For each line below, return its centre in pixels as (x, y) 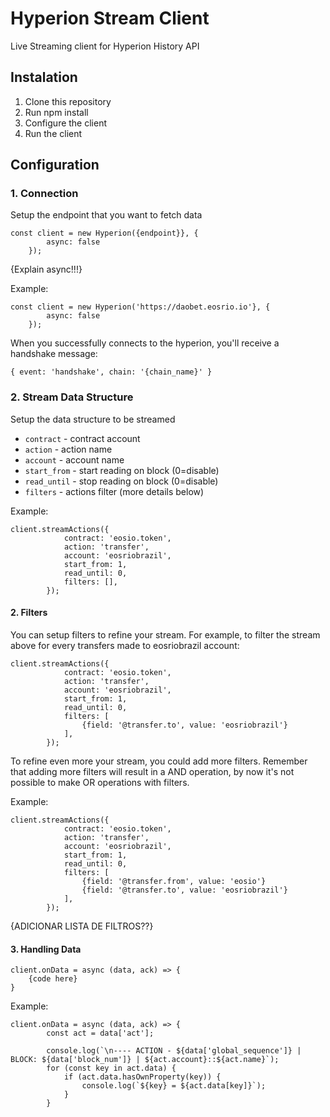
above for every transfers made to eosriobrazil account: (125, 645)
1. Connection (44, 194)
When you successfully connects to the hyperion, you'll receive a (145, 343)
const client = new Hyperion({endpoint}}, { (104, 233)
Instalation (44, 77)
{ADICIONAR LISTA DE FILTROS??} (82, 926)
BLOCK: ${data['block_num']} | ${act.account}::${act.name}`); (145, 1060)
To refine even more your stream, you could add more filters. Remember (159, 761)
